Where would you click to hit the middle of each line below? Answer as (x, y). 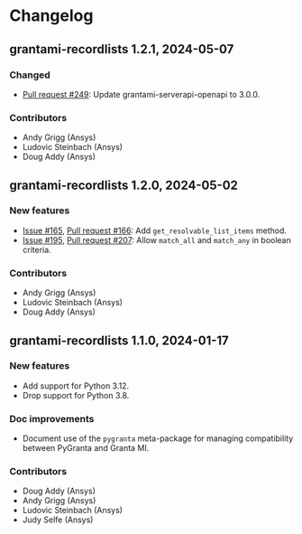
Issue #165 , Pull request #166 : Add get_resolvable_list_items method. (154, 230)
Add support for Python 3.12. (76, 386)
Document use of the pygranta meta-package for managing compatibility (158, 438)
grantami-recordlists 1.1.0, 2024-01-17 (119, 340)
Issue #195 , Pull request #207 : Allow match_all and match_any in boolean (156, 239)
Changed (30, 75)
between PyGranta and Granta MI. (86, 448)
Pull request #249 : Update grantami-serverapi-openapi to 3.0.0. (141, 94)
